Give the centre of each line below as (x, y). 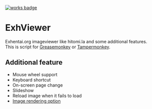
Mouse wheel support (35, 74)
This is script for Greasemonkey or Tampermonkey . (58, 47)
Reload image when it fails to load (47, 96)
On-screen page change (38, 85)
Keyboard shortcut (31, 80)
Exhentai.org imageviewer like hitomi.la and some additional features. (76, 41)
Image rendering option (36, 101)
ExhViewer (28, 28)
